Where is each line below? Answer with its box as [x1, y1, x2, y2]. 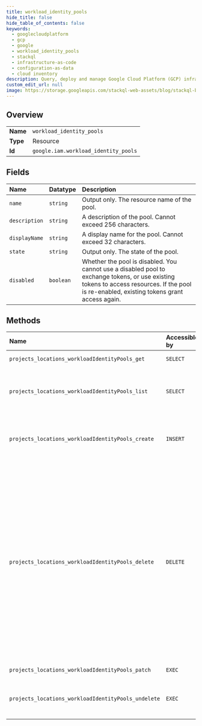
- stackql [11, 54, 36, 60]
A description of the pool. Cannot [82, 213, 176, 221]
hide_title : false [6, 14, 52, 21]
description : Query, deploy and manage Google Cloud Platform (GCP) [6, 76, 182, 82]
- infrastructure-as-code [11, 59, 77, 65]
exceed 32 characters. [82, 237, 146, 246]
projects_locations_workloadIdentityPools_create [9, 435, 155, 443]
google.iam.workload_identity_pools [32, 147, 137, 154]
